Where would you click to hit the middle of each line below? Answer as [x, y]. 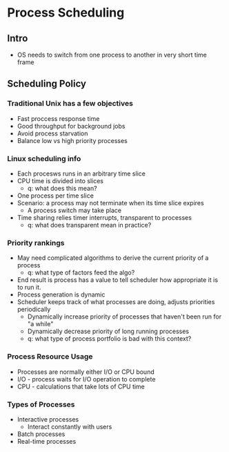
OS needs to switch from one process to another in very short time [112, 55]
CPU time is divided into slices [60, 180]
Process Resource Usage [50, 357]
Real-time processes [47, 441]
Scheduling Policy [47, 84]
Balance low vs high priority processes [72, 140]
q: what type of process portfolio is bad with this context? [109, 339]
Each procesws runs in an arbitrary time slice [81, 173]
